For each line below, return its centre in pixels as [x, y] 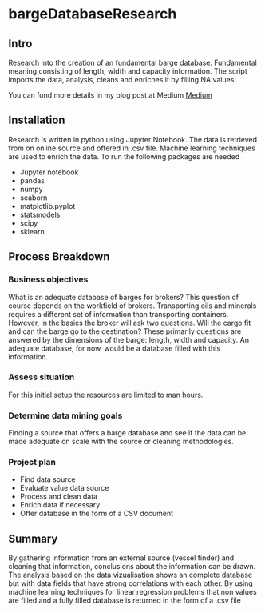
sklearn [32, 231]
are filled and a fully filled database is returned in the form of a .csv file [125, 600]
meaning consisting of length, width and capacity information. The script [128, 71]
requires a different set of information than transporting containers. [119, 314]
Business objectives [48, 279]
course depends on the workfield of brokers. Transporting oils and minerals [132, 306]
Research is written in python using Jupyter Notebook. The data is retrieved [133, 139]
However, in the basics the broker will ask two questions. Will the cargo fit [130, 323]
